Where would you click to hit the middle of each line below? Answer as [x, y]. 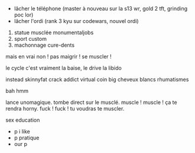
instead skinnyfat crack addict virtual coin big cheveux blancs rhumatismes [97, 79]
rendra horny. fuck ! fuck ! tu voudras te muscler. [65, 108]
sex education [23, 120]
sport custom [30, 39]
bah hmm [17, 91]
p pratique [27, 138]
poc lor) [24, 15]
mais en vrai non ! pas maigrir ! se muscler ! [58, 56]
